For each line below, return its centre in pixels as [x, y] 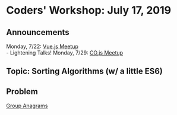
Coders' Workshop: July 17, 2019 [88, 10]
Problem [22, 92]
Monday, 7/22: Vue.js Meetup [42, 46]
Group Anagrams [27, 106]
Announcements [38, 32]
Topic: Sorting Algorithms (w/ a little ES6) [85, 71]
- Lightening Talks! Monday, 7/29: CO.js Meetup [65, 53]
